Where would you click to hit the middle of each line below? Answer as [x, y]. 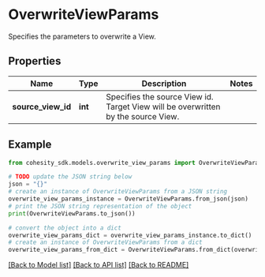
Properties [35, 61]
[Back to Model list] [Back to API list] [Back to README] [99, 265]
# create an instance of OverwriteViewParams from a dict [105, 242]
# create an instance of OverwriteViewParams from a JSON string [118, 192]
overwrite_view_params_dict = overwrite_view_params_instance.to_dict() [130, 235]
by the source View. [143, 116]
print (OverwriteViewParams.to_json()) [72, 213]
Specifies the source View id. [160, 96]
